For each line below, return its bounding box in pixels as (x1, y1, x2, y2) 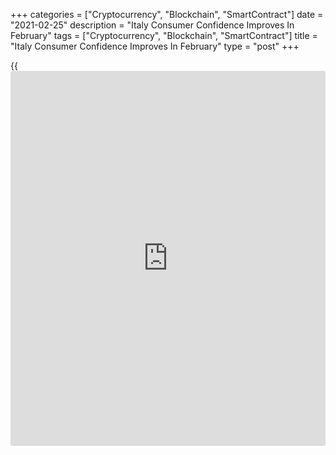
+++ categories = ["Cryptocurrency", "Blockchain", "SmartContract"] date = (10, 9, 324, 20)
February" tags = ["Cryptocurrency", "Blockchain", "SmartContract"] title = (10, 30, 318, 41)
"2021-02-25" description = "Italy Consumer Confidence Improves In (10, 19, 295, 31)
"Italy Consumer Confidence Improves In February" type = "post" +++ (10, 40, 300, 52)
